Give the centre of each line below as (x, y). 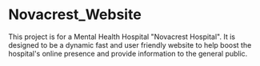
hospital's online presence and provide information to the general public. (128, 53)
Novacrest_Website (75, 15)
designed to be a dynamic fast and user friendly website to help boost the (130, 45)
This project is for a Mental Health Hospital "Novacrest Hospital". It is (122, 37)
